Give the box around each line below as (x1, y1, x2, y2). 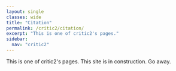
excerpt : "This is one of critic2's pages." (6, 31, 119, 37)
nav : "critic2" (11, 42, 50, 48)
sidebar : (6, 36, 28, 42)
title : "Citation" (6, 20, 52, 25)
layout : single (6, 8, 44, 15)
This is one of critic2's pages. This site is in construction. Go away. (6, 57, 172, 65)
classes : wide (6, 14, 42, 20)
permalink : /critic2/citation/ (6, 25, 84, 31)
